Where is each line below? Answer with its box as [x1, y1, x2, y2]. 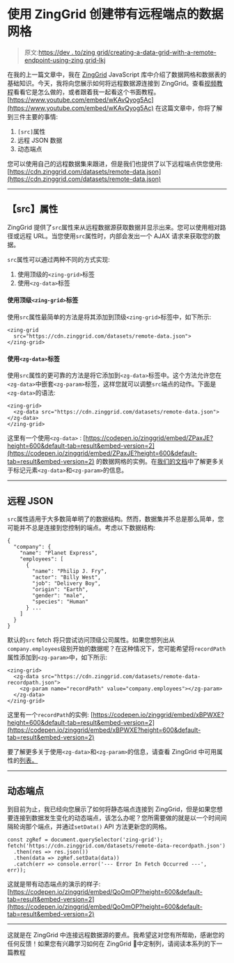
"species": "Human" [32, 598, 89, 605]
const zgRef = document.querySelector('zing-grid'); [7, 836, 164, 843]
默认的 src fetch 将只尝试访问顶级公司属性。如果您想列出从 [7, 635, 175, 644]
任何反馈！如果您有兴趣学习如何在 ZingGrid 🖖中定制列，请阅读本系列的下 [7, 939, 217, 948]
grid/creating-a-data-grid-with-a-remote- [96, 48, 217, 56]
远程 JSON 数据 [17, 136, 63, 144]
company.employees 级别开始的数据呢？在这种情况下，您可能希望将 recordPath [7, 644, 226, 652]
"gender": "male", [32, 592, 86, 599]
